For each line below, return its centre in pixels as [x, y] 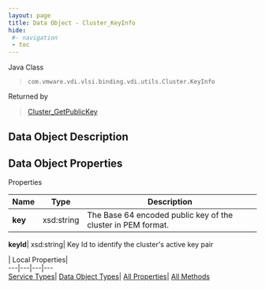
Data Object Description [68, 136]
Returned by [28, 96]
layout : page [30, 15]
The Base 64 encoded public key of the [160, 216]
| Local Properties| [38, 260]
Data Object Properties [65, 163]
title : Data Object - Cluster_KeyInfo [72, 23]
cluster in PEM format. [128, 225]
